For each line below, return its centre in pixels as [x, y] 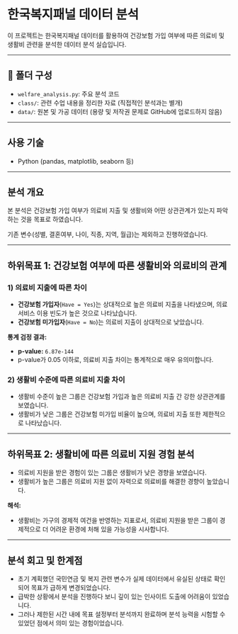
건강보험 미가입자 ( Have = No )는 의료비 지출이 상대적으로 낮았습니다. [110, 322]
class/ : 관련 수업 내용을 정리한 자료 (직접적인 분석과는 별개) [100, 103]
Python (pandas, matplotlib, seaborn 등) [76, 161]
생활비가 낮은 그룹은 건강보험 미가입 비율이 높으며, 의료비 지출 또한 [109, 414]
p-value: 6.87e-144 [46, 351]
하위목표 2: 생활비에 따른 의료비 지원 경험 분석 [101, 454]
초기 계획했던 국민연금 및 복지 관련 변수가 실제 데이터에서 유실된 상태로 [115, 579]
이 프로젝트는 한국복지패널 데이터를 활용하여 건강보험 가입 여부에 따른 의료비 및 [116, 35]
